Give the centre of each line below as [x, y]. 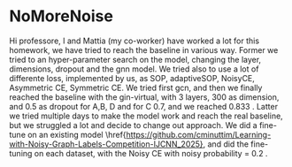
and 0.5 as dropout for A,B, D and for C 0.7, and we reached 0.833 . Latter [144, 106]
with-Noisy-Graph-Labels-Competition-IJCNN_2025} [106, 144]
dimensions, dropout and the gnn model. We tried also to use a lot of [134, 69]
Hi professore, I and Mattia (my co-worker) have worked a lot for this [134, 41]
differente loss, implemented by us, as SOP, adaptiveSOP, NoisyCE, [132, 78]
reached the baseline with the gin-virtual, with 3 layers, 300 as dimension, [144, 97]
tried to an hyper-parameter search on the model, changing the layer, [135, 59]
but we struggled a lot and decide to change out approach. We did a [134, 125]
